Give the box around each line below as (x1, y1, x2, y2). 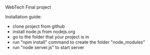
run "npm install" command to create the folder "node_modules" (12, 39, 145, 45)
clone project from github (12, 23, 65, 29)
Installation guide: (5, 14, 42, 19)
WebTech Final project (5, 4, 51, 10)
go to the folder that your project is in (12, 34, 89, 40)
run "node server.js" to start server (12, 45, 84, 50)
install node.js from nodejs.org (12, 29, 75, 34)
